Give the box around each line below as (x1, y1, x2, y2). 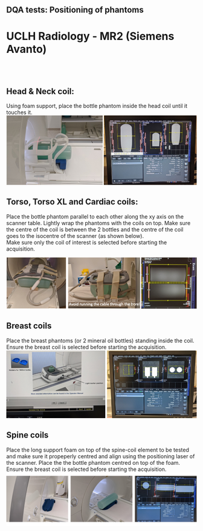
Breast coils (6, 321, 52, 331)
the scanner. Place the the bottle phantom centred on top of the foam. (6, 459, 180, 466)
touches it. (6, 109, 33, 116)
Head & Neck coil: (6, 86, 74, 96)
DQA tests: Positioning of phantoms (6, 5, 144, 15)
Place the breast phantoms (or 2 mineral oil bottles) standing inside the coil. (6, 337, 195, 344)
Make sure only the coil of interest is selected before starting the (6, 238, 167, 246)
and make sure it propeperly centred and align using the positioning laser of (6, 452, 195, 460)
